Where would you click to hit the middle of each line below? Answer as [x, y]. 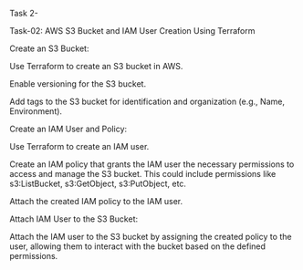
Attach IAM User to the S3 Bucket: [74, 219]
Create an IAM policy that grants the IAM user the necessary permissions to [152, 164]
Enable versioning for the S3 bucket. [78, 84]
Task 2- [24, 13]
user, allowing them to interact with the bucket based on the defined [138, 246]
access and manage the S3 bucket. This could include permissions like [143, 174]
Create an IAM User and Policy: [68, 129]
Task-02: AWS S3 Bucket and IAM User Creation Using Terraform [132, 31]
